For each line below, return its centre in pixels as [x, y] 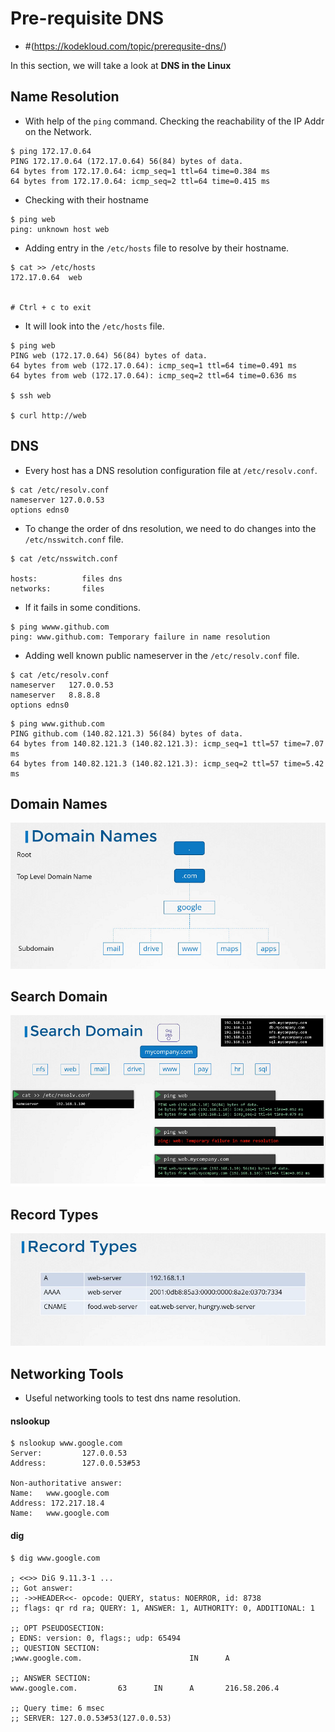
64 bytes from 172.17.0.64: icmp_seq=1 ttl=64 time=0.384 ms [140, 171]
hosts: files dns [66, 578]
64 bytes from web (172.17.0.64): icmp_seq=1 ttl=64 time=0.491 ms [154, 365]
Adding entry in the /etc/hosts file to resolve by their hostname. [157, 248]
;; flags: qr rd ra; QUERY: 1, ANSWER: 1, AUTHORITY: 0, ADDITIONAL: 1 [162, 1608]
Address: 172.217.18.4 [57, 1503]
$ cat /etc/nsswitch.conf [64, 558]
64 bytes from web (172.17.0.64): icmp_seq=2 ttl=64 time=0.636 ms [154, 375]
